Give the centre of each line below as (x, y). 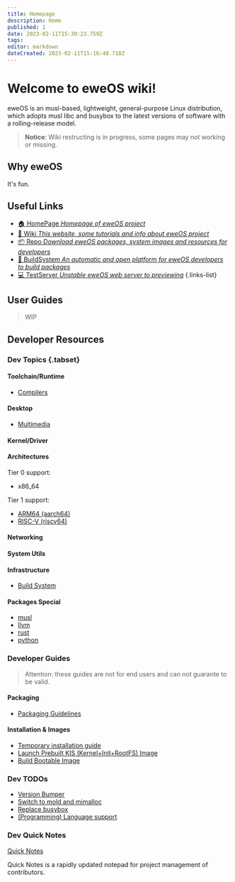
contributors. (26, 872)
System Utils (27, 553)
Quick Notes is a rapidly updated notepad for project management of (108, 864)
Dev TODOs (28, 778)
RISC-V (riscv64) (42, 521)
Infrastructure (29, 570)
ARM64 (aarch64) (44, 513)
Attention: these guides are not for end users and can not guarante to (126, 674)
